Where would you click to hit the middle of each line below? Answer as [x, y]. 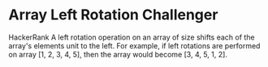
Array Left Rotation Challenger [113, 15]
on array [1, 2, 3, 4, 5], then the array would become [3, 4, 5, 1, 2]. [118, 54]
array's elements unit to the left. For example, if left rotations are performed [134, 45]
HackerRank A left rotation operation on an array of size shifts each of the [132, 37]
